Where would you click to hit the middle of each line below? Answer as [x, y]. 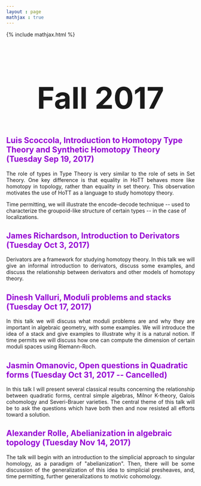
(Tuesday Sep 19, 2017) [50, 159]
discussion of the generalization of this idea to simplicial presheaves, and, [100, 470]
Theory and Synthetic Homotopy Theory [83, 150]
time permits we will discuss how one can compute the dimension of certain [100, 340]
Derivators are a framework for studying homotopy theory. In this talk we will [100, 259]
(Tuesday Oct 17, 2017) [49, 307]
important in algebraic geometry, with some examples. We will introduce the [100, 327]
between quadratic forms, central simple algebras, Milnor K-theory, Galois [100, 395]
